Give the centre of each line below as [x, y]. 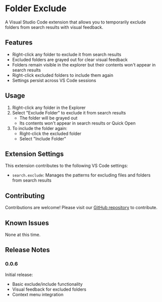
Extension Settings [34, 154]
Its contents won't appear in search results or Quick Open [77, 123]
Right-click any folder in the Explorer [49, 108]
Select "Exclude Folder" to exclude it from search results [69, 112]
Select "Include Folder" [43, 139]
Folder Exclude [36, 9]
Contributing [25, 196]
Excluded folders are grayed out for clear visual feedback [70, 60]
